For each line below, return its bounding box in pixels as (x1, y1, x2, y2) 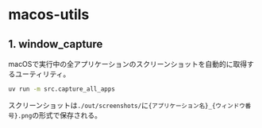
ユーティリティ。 (14, 69, 71, 79)
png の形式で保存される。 (21, 110, 102, 120)
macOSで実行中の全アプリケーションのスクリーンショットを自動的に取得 (8, 60, 248, 68)
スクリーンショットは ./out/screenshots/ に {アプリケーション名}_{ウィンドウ (8, 100, 246, 110)
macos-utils (8, 6, 90, 24)
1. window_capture (8, 37, 103, 51)
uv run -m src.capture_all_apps (8, 85, 115, 93)
